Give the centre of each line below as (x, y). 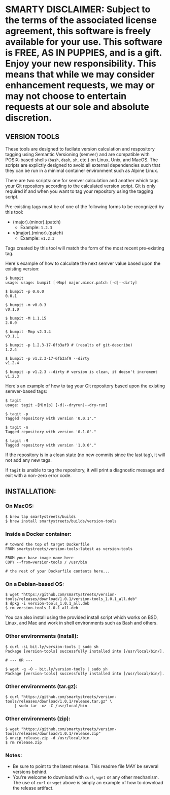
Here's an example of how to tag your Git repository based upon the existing (85, 386)
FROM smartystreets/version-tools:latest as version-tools (69, 549)
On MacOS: (20, 506)
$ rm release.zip (24, 743)
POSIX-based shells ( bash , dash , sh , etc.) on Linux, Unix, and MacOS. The (82, 160)
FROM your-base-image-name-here (39, 558)
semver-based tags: (26, 391)
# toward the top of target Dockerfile (47, 544)
